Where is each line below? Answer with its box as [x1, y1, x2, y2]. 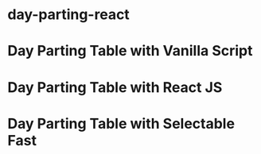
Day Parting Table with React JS [7, 78, 223, 96]
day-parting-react [7, 6, 130, 24]
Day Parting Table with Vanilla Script [7, 42, 253, 60]
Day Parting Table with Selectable [7, 114, 236, 133]
